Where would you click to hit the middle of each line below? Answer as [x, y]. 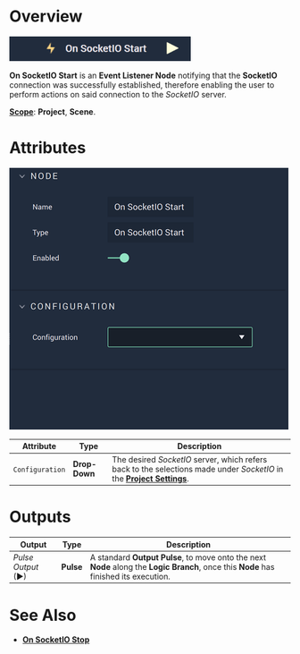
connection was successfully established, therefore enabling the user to [142, 85]
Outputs [40, 517]
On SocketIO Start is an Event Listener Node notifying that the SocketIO [144, 75]
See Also [43, 615]
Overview [46, 17]
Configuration [39, 470]
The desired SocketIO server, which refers [190, 459]
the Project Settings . [150, 478]
